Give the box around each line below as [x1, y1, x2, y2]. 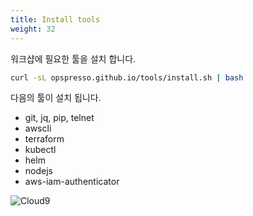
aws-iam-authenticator [24, 176, 120, 188]
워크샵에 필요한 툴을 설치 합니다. [10, 52, 137, 65]
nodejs [24, 165, 53, 177]
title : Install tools [10, 14, 101, 25]
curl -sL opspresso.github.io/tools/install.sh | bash [10, 72, 244, 83]
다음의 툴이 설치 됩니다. [10, 92, 102, 104]
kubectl [24, 144, 57, 156]
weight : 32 [10, 24, 56, 34]
